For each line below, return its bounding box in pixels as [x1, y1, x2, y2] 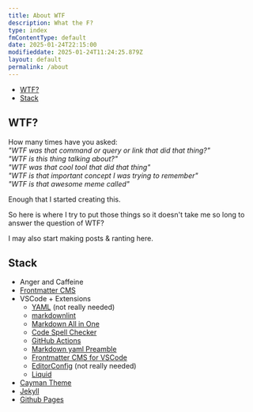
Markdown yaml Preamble [31, 345, 117, 354]
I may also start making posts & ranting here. [8, 233, 154, 243]
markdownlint [31, 311, 77, 320]
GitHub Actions [31, 336, 81, 346]
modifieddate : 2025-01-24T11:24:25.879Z [8, 48, 144, 56]
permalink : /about [8, 63, 69, 71]
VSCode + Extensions [19, 294, 91, 304]
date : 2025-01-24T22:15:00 [8, 41, 97, 49]
